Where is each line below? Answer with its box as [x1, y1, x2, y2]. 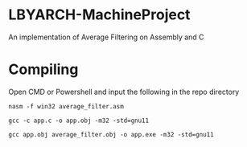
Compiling [8, 60, 79, 79]
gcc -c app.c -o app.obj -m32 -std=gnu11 [8, 116, 150, 125]
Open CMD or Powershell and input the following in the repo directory [8, 87, 240, 96]
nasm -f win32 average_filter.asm [8, 102, 125, 110]
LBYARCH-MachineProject [8, 6, 191, 24]
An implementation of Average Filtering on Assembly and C [8, 32, 204, 42]
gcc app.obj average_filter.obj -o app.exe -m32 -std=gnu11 [8, 130, 215, 138]
